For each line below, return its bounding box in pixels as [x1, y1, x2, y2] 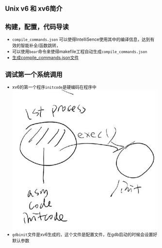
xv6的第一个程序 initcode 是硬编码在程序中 [12, 84, 97, 90]
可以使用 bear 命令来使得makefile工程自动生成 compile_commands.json [12, 49, 147, 54]
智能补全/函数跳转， [20, 43, 61, 49]
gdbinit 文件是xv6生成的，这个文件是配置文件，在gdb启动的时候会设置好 [12, 231, 158, 237]
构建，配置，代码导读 [5, 22, 69, 31]
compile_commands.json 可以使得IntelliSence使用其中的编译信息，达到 [12, 36, 150, 42]
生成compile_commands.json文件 [12, 55, 79, 61]
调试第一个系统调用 [5, 70, 63, 79]
